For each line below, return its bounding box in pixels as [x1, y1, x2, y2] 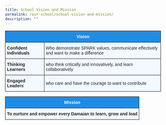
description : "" [5, 16, 39, 21]
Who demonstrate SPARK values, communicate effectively [45, 45, 158, 51]
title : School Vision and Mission [5, 7, 77, 12]
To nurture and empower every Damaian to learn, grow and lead [7, 111, 138, 117]
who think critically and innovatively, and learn [45, 62, 133, 67]
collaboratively [45, 67, 74, 72]
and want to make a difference [45, 50, 104, 56]
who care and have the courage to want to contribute [45, 81, 147, 86]
